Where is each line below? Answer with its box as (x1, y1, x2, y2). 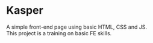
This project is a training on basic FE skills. (6, 29, 112, 36)
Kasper (6, 4, 43, 17)
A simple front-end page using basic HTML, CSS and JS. (6, 23, 148, 30)
